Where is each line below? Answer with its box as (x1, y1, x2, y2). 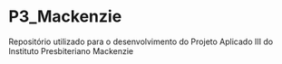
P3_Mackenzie (8, 6, 122, 27)
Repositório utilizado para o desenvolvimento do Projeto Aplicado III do (8, 36, 274, 47)
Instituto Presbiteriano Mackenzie (8, 45, 133, 56)
